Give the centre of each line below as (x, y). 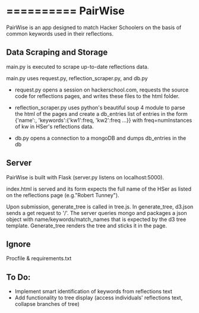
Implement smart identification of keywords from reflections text (93, 292)
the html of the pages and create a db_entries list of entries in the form (101, 113)
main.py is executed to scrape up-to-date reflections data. (78, 67)
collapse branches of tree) (47, 304)
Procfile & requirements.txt (39, 258)
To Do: (18, 277)
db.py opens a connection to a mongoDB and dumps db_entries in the (100, 138)
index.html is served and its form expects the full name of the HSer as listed (99, 189)
